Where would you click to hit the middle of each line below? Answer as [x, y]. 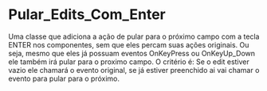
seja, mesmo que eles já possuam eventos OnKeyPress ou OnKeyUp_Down [132, 53]
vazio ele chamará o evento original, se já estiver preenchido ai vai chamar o [134, 70]
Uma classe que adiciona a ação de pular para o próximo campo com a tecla [134, 36]
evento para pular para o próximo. [64, 78]
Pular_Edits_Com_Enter [87, 15]
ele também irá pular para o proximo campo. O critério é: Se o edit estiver [129, 62]
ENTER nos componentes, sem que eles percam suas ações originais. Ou [129, 44]
